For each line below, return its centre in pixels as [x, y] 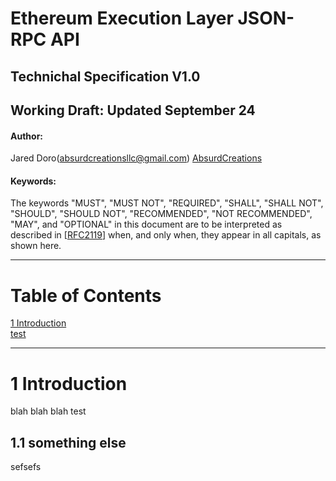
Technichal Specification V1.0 [105, 76]
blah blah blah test [48, 411]
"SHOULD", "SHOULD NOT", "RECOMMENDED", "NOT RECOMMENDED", [161, 214]
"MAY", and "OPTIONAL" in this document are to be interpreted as [146, 224]
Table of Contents [86, 295]
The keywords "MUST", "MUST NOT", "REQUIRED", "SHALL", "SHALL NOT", [167, 203]
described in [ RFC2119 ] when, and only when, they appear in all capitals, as [166, 235]
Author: [27, 136]
